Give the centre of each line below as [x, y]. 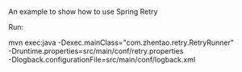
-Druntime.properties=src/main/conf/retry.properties [96, 51]
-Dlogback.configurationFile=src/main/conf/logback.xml [102, 60]
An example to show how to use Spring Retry [83, 12]
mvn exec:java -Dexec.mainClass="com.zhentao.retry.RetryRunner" [121, 42]
